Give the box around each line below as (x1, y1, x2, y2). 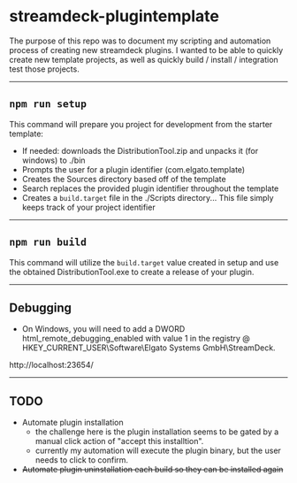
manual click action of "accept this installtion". (34, 436, 204, 447)
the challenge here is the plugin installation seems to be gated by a (34, 426, 279, 437)
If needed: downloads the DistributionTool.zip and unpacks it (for (21, 145, 259, 156)
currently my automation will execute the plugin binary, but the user (34, 445, 281, 456)
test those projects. (9, 64, 80, 74)
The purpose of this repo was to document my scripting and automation (9, 35, 271, 46)
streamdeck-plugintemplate (9, 6, 219, 27)
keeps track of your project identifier (21, 202, 156, 212)
